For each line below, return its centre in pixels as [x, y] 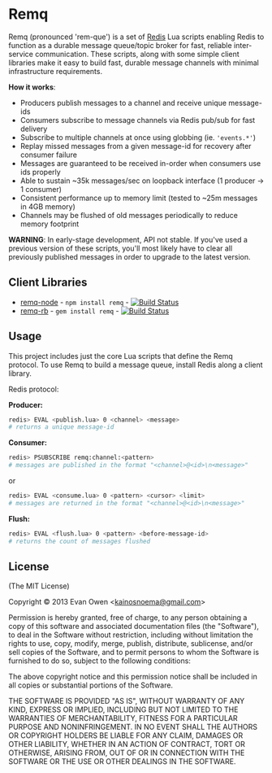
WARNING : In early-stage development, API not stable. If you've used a [128, 239]
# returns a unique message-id [61, 427]
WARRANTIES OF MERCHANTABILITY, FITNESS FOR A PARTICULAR [123, 718]
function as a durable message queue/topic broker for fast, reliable [121, 45]
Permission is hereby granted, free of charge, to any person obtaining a [128, 618]
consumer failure [48, 155]
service [21, 54]
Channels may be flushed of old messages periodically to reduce [129, 215]
